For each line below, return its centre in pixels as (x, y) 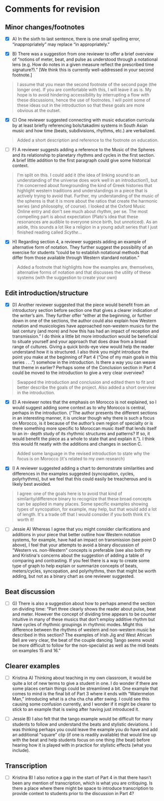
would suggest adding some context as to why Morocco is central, (79, 408)
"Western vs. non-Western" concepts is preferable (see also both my (82, 550)
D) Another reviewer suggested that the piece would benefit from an (81, 305)
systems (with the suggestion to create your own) (67, 278)
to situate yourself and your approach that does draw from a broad (79, 342)
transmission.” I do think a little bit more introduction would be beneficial (85, 336)
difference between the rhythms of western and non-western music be (83, 630)
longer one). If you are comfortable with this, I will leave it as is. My (84, 90)
